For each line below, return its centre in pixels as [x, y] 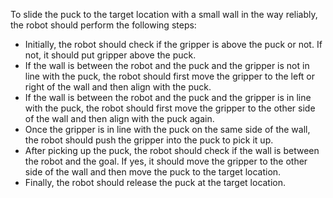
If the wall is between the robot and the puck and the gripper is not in [167, 65]
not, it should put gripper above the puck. [110, 55]
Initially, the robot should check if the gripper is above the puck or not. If [173, 44]
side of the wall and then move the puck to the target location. [153, 172]
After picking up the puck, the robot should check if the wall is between [172, 150]
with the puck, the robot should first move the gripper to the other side [170, 108]
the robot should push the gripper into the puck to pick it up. [149, 140]
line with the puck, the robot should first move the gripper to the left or [170, 76]
